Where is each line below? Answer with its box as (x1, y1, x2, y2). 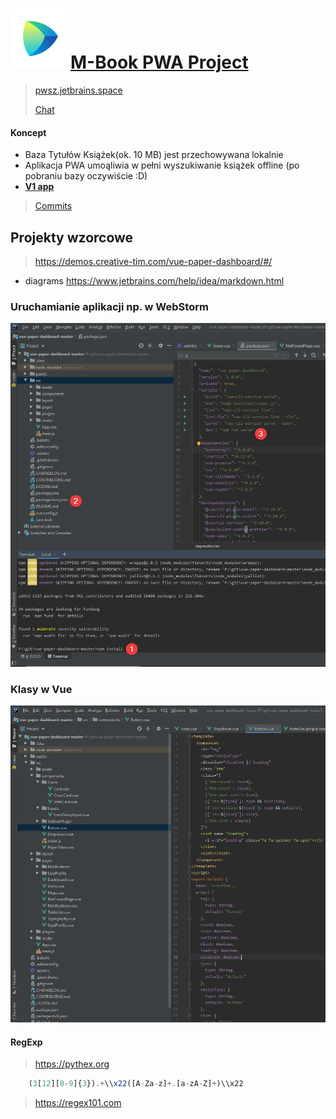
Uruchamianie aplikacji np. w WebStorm (10, 299, 209, 313)
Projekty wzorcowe (10, 229, 134, 246)
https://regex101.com (34, 1097, 122, 1109)
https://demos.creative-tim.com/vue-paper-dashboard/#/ (34, 255, 273, 267)
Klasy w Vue (10, 682, 73, 696)
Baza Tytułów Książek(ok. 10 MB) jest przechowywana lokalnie (24, 149, 284, 161)
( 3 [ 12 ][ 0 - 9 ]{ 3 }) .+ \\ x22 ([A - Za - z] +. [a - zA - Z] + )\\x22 (28, 1079, 244, 1089)
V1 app (24, 181, 55, 193)
